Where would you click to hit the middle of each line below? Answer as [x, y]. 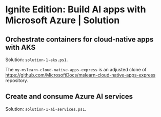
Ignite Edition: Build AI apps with [76, 9]
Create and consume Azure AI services [69, 97]
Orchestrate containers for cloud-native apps [79, 39]
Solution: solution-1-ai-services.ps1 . [46, 109]
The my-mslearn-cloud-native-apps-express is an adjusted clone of [76, 70]
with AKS [21, 47]
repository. [17, 80]
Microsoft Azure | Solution [63, 20]
